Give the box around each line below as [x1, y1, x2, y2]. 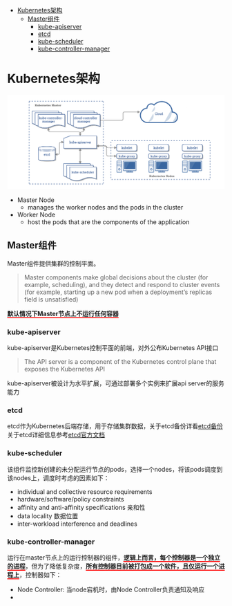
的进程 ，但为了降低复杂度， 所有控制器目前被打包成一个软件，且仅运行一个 [7, 562, 219, 570]
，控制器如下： [19, 570, 62, 579]
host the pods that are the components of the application [27, 217, 190, 226]
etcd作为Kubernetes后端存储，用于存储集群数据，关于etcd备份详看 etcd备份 [7, 422, 223, 430]
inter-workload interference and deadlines [17, 520, 138, 528]
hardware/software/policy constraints [17, 495, 124, 503]
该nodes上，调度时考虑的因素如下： [7, 473, 110, 482]
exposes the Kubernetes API [23, 365, 106, 374]
